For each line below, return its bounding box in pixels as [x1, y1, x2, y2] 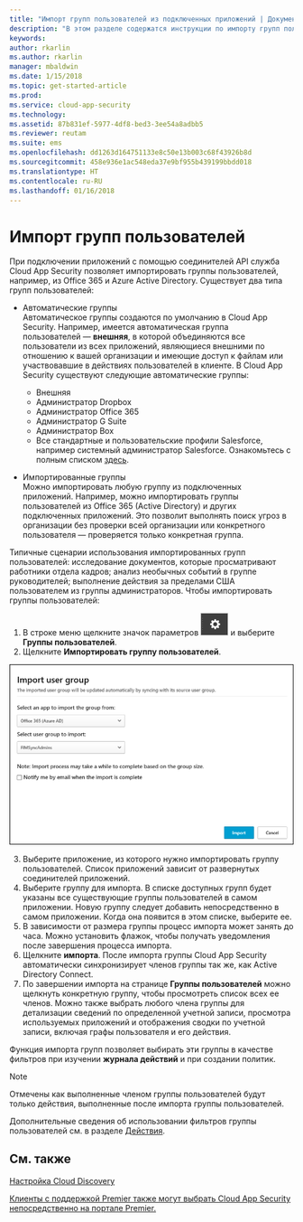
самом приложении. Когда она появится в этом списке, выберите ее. [22, 911, 292, 922]
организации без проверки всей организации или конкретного [22, 520, 266, 531]
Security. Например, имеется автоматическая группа [22, 322, 229, 333]
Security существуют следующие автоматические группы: [22, 370, 250, 381]
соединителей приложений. [22, 873, 131, 884]
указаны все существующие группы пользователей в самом [22, 892, 258, 903]
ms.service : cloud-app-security [9, 100, 131, 109]
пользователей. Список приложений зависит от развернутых [22, 863, 260, 874]
